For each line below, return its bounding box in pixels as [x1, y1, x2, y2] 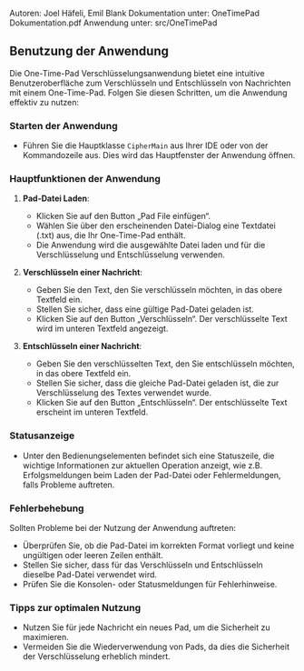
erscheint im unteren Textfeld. [35, 406, 149, 417]
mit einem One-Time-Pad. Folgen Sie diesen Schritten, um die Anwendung [9, 86, 288, 98]
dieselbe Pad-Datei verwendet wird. [22, 569, 157, 580]
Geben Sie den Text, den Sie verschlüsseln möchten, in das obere [35, 285, 283, 295]
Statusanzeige [9, 429, 75, 442]
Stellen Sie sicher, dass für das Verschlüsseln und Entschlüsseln [22, 559, 263, 570]
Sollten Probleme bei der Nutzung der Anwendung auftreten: [9, 523, 236, 533]
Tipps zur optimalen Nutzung [9, 601, 142, 614]
